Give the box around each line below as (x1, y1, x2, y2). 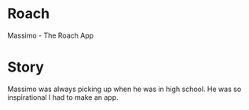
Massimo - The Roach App (7, 31, 94, 40)
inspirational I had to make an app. (7, 92, 119, 102)
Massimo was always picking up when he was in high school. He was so (7, 84, 242, 93)
